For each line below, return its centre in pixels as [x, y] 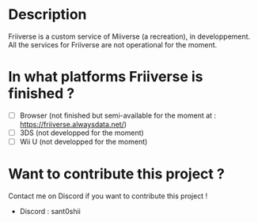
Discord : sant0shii [50, 211]
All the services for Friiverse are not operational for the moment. [113, 44]
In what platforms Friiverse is [106, 77]
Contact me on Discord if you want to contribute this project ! [108, 196]
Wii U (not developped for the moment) [83, 141]
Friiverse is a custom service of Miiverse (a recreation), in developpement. [129, 36]
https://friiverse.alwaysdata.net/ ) [73, 124]
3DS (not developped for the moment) [82, 133]
